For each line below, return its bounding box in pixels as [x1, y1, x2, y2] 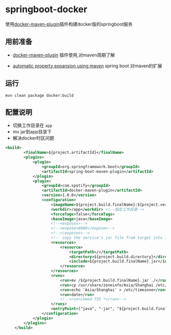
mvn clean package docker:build [5, 93, 74, 98]
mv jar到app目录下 [12, 129, 52, 135]
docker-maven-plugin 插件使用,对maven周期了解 [12, 52, 116, 58]
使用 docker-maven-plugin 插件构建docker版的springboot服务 [5, 21, 133, 27]
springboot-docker [5, 4, 88, 15]
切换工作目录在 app [12, 122, 52, 128]
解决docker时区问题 [12, 135, 54, 141]
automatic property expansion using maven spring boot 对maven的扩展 [12, 63, 162, 69]
